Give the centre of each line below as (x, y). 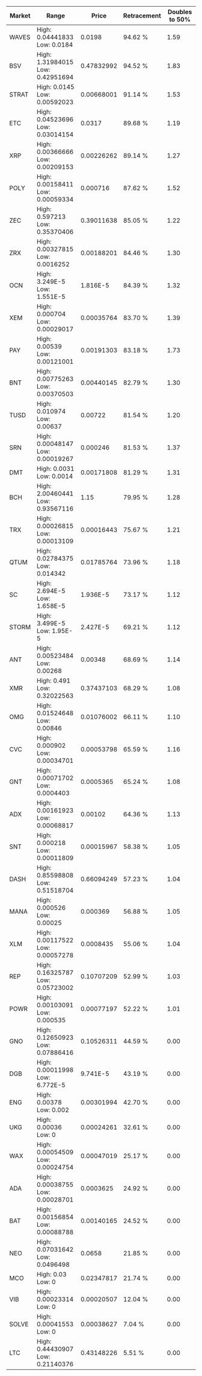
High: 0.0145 (56, 87)
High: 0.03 (52, 1274)
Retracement (142, 16)
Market (20, 16)
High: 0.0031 (56, 469)
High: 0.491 (54, 680)
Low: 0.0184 (55, 45)
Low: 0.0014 (55, 476)
